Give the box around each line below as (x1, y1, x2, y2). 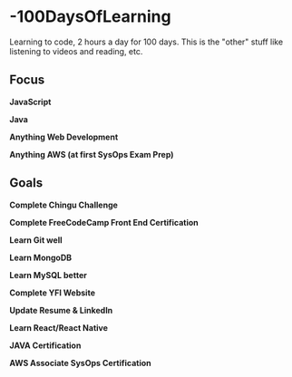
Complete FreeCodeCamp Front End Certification (9, 217, 200, 227)
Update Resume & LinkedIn (9, 304, 113, 315)
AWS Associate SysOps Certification (9, 357, 151, 368)
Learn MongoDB (9, 252, 73, 263)
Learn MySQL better (9, 269, 88, 280)
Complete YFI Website (9, 287, 95, 298)
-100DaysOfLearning (9, 6, 171, 27)
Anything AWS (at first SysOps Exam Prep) (9, 149, 174, 159)
